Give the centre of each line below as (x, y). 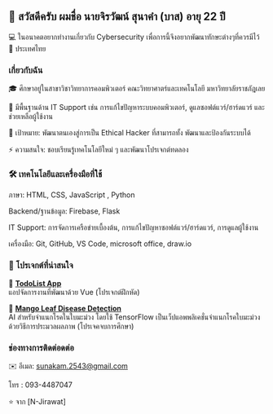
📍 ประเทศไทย (27, 48)
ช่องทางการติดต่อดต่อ (42, 347)
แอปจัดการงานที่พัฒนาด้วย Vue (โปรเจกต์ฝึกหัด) (74, 292)
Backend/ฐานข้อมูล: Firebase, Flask (64, 211)
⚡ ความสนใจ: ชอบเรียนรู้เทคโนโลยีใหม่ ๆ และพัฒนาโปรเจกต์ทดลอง (99, 150)
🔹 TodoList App (35, 283)
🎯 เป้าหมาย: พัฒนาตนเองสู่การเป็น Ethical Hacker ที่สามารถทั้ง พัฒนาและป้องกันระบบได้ (130, 133)
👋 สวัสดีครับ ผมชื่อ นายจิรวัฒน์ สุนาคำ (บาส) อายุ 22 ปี (117, 17)
